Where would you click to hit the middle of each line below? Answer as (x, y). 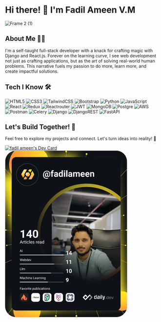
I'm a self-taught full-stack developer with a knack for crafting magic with (79, 50)
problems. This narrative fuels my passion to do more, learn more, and (76, 66)
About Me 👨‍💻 (25, 39)
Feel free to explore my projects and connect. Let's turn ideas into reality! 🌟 (81, 139)
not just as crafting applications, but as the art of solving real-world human (80, 61)
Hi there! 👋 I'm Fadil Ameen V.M (70, 10)
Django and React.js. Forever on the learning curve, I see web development (81, 56)
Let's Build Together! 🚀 (40, 127)
